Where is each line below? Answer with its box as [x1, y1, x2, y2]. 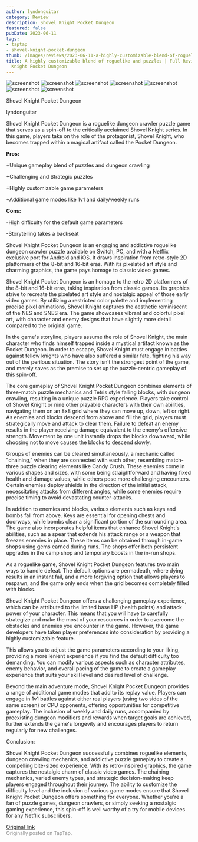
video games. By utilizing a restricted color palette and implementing [6, 297, 173, 304]
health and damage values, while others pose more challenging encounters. [6, 475, 190, 482]
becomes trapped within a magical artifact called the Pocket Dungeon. [6, 139, 177, 146]
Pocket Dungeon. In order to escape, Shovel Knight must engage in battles [6, 346, 187, 353]
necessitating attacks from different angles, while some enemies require [6, 488, 181, 495]
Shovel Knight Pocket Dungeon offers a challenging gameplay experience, [6, 597, 187, 604]
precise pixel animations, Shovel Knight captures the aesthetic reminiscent [6, 303, 187, 310]
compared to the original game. [6, 322, 82, 329]
